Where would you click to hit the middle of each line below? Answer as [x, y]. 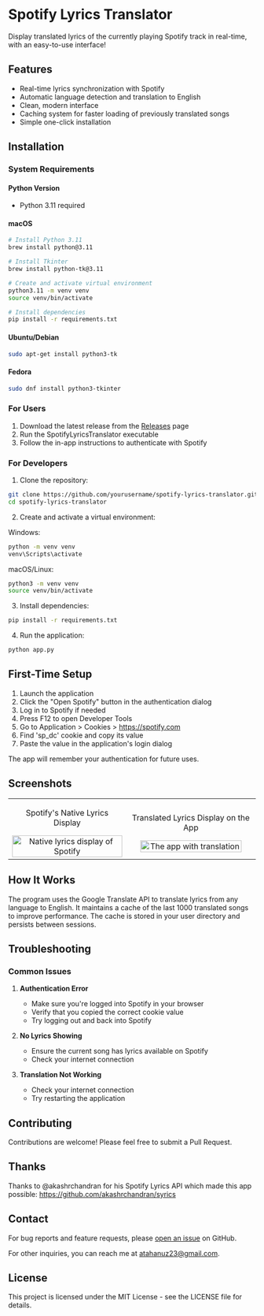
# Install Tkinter [38, 262]
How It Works [42, 880]
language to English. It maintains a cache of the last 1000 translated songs [128, 907]
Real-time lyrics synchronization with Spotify [92, 88]
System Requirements [51, 169]
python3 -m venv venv [44, 584]
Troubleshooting [50, 948]
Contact [28, 1219]
